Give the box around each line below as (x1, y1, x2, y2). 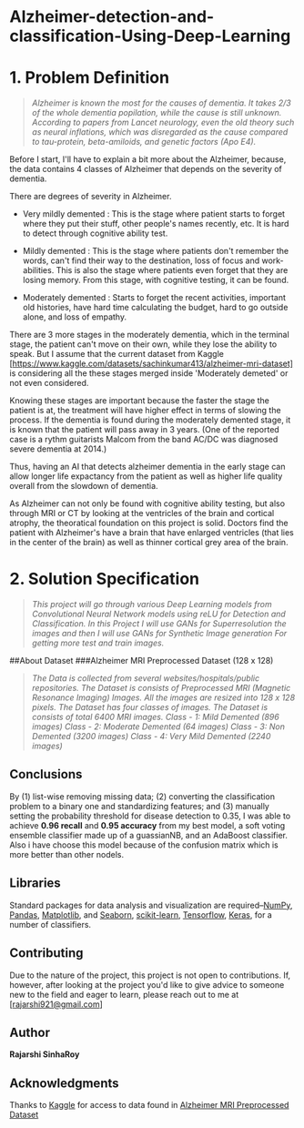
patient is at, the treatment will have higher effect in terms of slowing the (9, 405, 281, 416)
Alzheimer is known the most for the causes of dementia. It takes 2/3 (31, 97, 291, 108)
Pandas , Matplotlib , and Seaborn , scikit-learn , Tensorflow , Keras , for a (9, 909, 273, 920)
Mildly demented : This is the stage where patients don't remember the (22, 246, 289, 257)
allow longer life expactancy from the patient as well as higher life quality (9, 471, 283, 482)
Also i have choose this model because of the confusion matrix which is (9, 839, 279, 850)
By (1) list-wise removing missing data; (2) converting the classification (9, 790, 276, 802)
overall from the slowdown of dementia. (9, 481, 158, 492)
